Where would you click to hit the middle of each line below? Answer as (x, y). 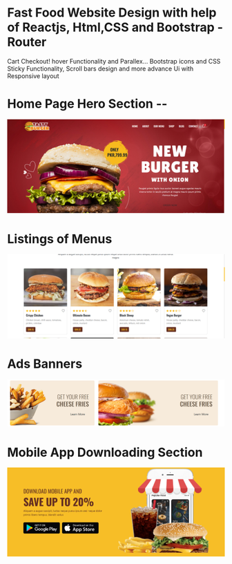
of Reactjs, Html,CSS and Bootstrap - (115, 27)
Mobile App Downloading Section (105, 452)
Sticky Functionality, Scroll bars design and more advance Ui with (100, 68)
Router (27, 42)
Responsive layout (33, 76)
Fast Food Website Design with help (112, 13)
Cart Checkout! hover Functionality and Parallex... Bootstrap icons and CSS (114, 61)
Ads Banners (45, 364)
